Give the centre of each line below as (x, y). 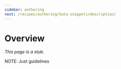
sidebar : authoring (24, 10)
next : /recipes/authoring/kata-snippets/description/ (60, 14)
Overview (25, 38)
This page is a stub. (24, 52)
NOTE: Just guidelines (27, 61)
